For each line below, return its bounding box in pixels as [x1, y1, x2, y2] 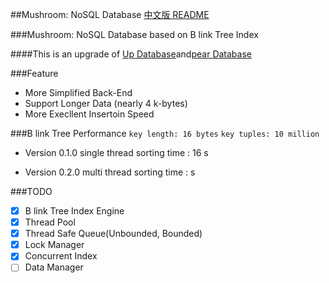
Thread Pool [24, 216, 76, 228]
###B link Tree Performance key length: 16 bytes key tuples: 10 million [10, 128, 320, 139]
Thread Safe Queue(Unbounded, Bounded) [24, 228, 203, 240]
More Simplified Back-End [24, 87, 133, 98]
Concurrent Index [24, 250, 98, 262]
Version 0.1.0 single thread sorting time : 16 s [24, 147, 209, 158]
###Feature [10, 68, 59, 79]
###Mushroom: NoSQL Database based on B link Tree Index [10, 29, 259, 40]
